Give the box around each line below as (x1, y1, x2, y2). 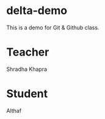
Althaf (6, 107, 22, 114)
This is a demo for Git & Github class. (6, 24, 100, 31)
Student (6, 87, 48, 101)
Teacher (6, 45, 49, 59)
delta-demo (6, 4, 68, 18)
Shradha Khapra (6, 65, 48, 73)
